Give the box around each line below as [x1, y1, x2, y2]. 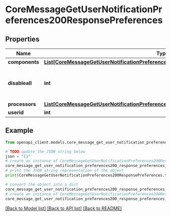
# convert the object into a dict [5, 182, 79, 187]
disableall [8, 80, 32, 86]
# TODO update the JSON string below [5, 149, 85, 154]
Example [5, 126, 34, 135]
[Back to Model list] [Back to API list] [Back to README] [5, 205, 122, 211]
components [8, 59, 39, 65]
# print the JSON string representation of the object [5, 168, 124, 173]
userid [8, 109, 24, 116]
